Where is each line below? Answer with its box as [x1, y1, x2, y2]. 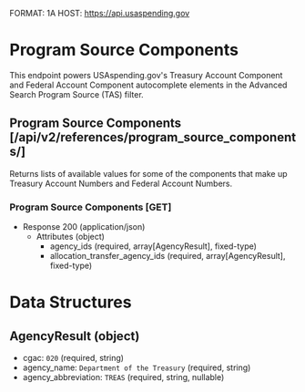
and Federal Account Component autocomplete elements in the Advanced [9, 79, 288, 90]
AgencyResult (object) [9, 328, 140, 344]
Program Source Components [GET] [9, 201, 172, 213]
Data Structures [9, 292, 132, 313]
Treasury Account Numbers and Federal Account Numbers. [9, 178, 233, 189]
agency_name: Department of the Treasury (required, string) [22, 362, 251, 373]
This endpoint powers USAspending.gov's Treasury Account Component [9, 69, 283, 80]
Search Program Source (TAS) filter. [9, 88, 144, 99]
